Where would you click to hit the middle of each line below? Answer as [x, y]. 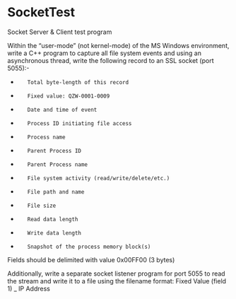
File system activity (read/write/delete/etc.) [99, 178]
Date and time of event [62, 110]
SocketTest [41, 12]
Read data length [53, 219]
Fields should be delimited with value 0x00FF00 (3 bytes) [91, 259]
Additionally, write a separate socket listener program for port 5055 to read [116, 274]
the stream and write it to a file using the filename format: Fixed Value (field [117, 281]
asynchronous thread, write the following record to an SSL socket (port [111, 60]
